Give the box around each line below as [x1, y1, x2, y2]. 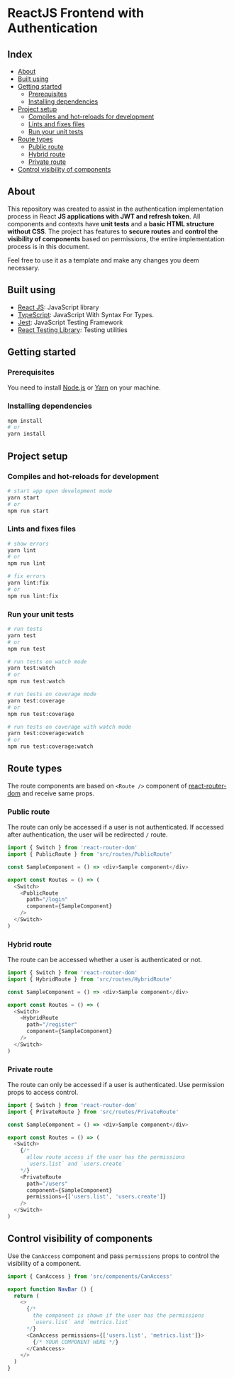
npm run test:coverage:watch [7, 743, 94, 750]
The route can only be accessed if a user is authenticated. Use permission [7, 1080, 225, 1088]
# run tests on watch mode [7, 658, 87, 665]
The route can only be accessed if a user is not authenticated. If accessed [7, 823, 225, 832]
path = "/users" [26, 1180, 69, 1187]
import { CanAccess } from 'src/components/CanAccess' [7, 1272, 173, 1280]
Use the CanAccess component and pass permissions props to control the [7, 1251, 220, 1260]
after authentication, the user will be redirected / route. [7, 830, 168, 839]
